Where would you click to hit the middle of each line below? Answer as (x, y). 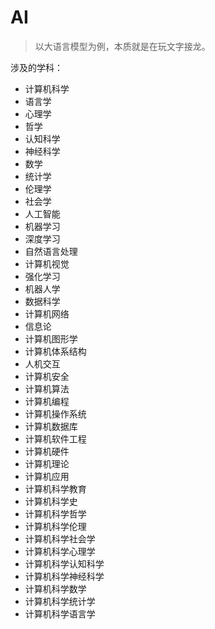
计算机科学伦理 (55, 526)
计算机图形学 (51, 338)
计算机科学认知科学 (64, 563)
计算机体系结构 (55, 351)
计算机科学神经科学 (64, 576)
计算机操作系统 (55, 413)
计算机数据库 (51, 426)
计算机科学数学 (55, 588)
